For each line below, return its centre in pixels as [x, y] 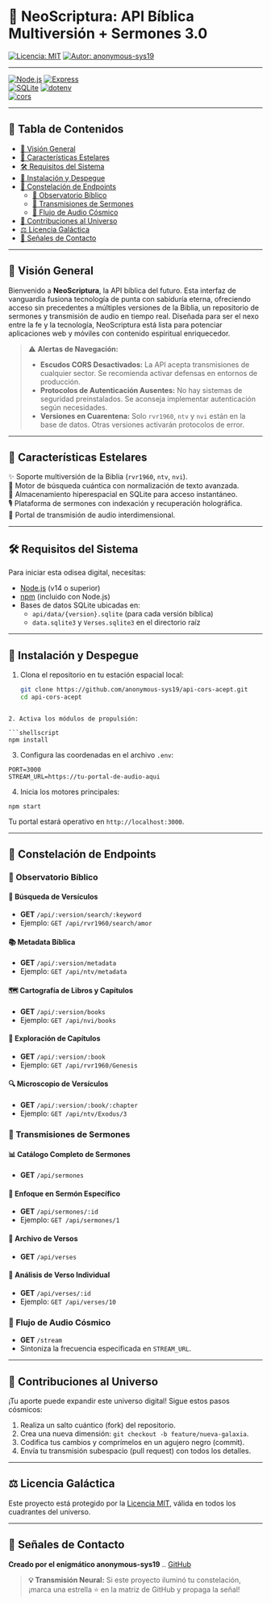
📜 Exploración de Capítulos [54, 1038]
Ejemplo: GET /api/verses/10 [68, 1301]
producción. [60, 382]
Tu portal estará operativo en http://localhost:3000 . [96, 821]
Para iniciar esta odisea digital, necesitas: [77, 573]
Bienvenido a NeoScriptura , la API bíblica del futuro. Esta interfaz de [122, 290]
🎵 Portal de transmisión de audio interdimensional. [92, 515]
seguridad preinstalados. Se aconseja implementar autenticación [148, 399]
